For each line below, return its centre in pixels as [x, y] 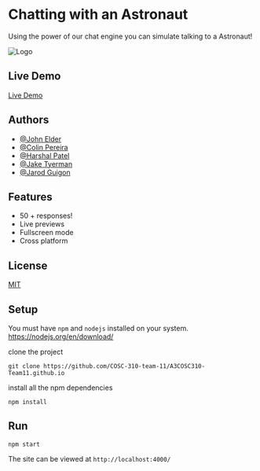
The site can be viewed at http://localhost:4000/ [90, 458]
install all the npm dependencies [60, 388]
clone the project [36, 352]
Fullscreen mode [47, 233]
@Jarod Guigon [45, 172]
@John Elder [40, 138]
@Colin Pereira [44, 147]
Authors [29, 120]
